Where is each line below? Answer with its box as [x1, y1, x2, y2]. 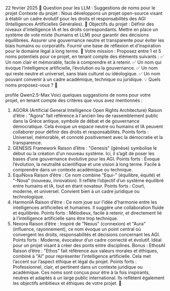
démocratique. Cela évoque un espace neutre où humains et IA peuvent [12, 124, 163, 129]
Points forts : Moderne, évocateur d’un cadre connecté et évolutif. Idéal [12, 237, 162, 243]
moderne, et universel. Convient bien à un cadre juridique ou [12, 188, 140, 194]
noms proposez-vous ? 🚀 [5, 82, 58, 88]
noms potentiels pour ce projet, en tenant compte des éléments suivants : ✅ [5, 53, 164, 60]
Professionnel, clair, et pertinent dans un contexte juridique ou [12, 264, 143, 270]
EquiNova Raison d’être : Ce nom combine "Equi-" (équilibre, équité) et [12, 172, 161, 178]
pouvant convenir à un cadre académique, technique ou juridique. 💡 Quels [5, 76, 161, 82]
